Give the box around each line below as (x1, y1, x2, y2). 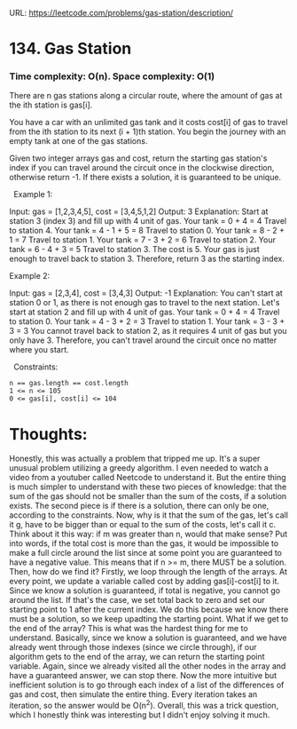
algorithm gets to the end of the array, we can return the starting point (9, 652, 265, 662)
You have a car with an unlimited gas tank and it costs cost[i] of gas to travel (9, 117, 288, 128)
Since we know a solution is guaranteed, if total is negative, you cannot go (9, 585, 281, 596)
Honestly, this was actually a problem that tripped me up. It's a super (9, 453, 261, 464)
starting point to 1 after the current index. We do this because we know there (9, 604, 289, 615)
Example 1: (12, 189, 53, 200)
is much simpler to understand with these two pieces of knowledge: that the (9, 481, 287, 492)
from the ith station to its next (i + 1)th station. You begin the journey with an (9, 126, 286, 137)
